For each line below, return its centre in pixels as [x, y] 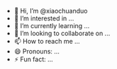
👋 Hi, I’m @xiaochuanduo [51, 11]
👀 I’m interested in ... [44, 18]
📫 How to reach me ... [47, 41]
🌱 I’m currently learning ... [52, 26]
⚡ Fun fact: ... [33, 59]
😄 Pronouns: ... [37, 51]
